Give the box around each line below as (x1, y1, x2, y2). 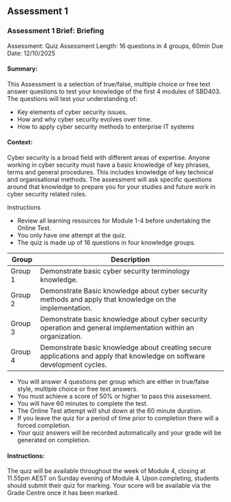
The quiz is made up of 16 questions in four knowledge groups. (16, 238, 196, 247)
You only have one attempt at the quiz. (16, 231, 126, 240)
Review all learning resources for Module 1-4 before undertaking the (16, 216, 211, 225)
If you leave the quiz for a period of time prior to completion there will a (16, 414, 219, 422)
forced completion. (16, 422, 71, 430)
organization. (40, 332, 82, 341)
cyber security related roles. (7, 190, 87, 198)
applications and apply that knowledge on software (40, 352, 206, 361)
